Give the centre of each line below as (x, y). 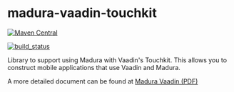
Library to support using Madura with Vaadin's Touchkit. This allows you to (117, 60)
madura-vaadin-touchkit (82, 13)
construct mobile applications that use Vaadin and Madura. (94, 67)
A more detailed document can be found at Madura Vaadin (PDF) (103, 81)
